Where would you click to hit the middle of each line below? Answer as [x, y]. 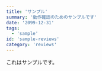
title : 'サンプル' [27, 12]
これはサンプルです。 [32, 62]
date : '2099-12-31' [30, 22]
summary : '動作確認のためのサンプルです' [52, 17]
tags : [13, 28]
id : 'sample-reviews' [33, 39]
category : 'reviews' [32, 45]
